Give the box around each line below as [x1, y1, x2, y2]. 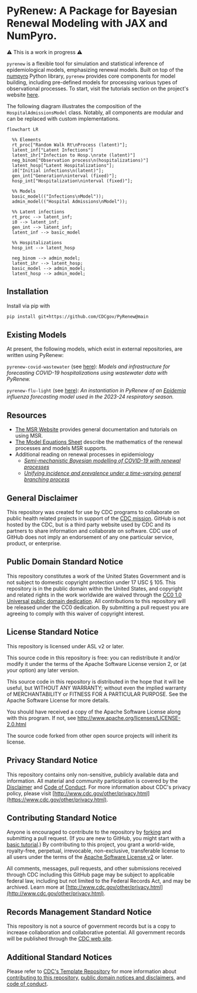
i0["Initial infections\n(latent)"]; [12, 168, 104, 174]
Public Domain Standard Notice [6, 557, 124, 567]
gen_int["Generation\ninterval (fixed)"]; [12, 172, 117, 179]
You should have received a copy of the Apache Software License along [6, 708, 181, 715]
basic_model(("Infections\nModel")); [12, 193, 104, 199]
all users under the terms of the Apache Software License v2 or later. [6, 854, 174, 861]
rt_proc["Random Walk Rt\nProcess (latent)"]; [12, 142, 128, 148]
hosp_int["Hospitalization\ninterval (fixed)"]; [12, 178, 133, 184]
